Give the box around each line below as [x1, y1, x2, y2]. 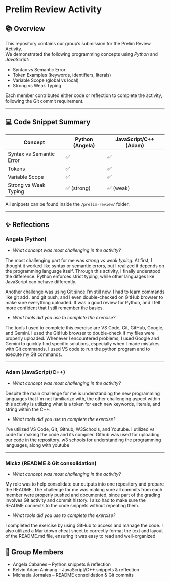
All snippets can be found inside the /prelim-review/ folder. [5, 201, 130, 207]
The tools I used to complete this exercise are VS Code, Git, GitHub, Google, [5, 324, 164, 331]
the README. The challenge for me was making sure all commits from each [5, 487, 163, 493]
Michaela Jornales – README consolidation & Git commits [12, 572, 134, 578]
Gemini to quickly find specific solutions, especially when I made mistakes [5, 340, 160, 346]
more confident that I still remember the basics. [5, 305, 104, 311]
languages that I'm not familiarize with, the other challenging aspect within [5, 395, 160, 402]
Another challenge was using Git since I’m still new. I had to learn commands [5, 288, 165, 295]
